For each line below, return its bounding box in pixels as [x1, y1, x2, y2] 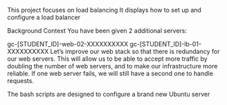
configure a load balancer [7, 13, 81, 21]
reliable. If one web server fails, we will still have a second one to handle [7, 69, 213, 77]
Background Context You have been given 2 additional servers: [7, 27, 187, 35]
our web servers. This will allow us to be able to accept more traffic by [7, 55, 208, 63]
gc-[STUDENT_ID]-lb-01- [129, 40, 202, 48]
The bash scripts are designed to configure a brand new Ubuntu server [7, 90, 210, 98]
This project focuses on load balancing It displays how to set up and [7, 6, 202, 14]
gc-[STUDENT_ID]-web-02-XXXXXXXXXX [7, 40, 129, 48]
